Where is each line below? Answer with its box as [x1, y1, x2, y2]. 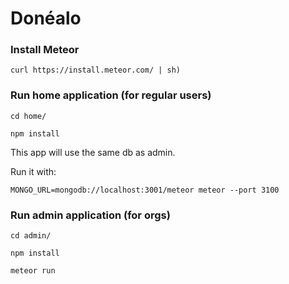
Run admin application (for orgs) [10, 208, 171, 222]
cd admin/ [10, 231, 52, 241]
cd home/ [10, 111, 47, 121]
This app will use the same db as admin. [10, 146, 176, 158]
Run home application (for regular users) [10, 88, 212, 102]
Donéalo [10, 7, 82, 30]
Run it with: [10, 165, 57, 177]
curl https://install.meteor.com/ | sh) [10, 65, 182, 76]
